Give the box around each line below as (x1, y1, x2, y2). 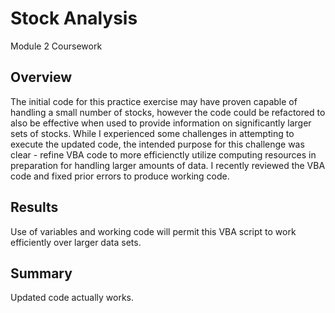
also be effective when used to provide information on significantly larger (10, 117, 312, 129)
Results (10, 199, 59, 216)
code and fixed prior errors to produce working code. (10, 170, 230, 182)
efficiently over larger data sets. (10, 236, 142, 248)
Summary (10, 265, 73, 282)
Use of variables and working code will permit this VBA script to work (10, 225, 297, 237)
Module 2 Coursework (10, 40, 103, 52)
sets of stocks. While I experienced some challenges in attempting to (10, 127, 295, 139)
